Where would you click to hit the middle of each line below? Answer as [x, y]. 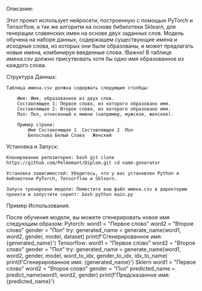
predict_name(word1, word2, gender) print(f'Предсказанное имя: [88, 275]
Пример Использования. [38, 205]
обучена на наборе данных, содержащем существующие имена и [92, 39]
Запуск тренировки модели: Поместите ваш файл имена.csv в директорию [97, 189]
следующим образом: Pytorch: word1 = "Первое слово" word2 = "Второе [100, 224]
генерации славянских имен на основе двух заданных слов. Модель [95, 33]
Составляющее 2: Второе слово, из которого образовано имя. [94, 109]
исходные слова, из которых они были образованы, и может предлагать [100, 46]
